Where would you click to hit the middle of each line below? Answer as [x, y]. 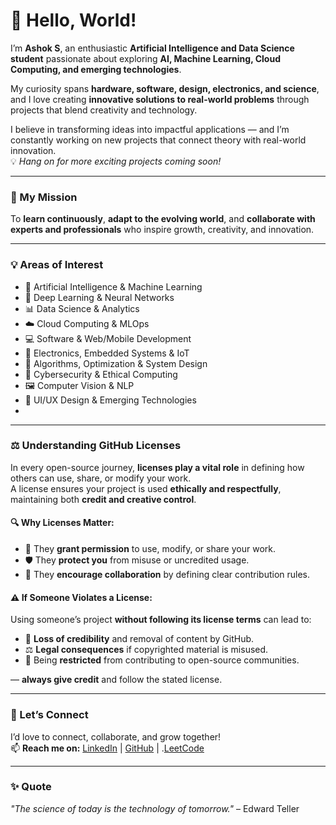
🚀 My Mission [44, 197]
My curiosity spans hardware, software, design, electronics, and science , [165, 88]
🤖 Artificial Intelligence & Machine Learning [113, 286]
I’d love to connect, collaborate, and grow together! [116, 736]
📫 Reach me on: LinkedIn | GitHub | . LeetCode [107, 748]
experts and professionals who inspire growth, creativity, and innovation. [162, 230]
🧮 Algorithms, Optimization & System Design [116, 363]
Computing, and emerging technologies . [96, 69]
